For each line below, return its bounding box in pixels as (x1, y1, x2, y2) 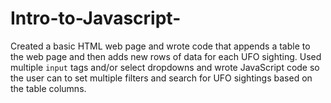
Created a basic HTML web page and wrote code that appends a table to (10, 40, 311, 52)
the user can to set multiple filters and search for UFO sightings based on (10, 72, 313, 84)
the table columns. (10, 82, 87, 94)
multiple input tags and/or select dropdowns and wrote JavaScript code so (10, 61, 320, 73)
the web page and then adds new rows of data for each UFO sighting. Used (10, 50, 322, 62)
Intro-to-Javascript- (10, 7, 182, 30)
